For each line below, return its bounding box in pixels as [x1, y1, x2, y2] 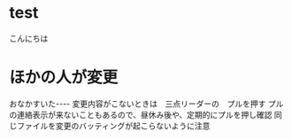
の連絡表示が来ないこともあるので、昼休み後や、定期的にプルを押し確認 [9, 109, 273, 120]
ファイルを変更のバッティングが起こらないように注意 [16, 120, 211, 131]
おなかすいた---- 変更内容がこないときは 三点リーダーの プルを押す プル [9, 98, 284, 109]
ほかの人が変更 [9, 67, 119, 88]
